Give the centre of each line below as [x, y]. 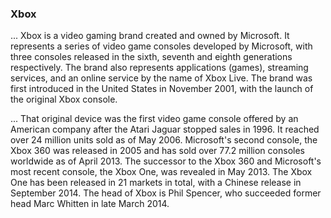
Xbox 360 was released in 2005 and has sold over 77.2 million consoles [157, 151]
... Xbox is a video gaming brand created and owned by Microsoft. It [150, 36]
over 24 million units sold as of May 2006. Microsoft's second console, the [164, 140]
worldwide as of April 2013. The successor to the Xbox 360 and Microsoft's [166, 161]
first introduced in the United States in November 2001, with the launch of [162, 89]
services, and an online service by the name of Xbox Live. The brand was [161, 78]
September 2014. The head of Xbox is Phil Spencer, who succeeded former [166, 193]
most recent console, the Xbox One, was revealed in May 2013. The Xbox [161, 172]
